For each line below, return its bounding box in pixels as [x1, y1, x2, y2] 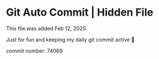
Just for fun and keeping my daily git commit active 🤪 [6, 36, 135, 43]
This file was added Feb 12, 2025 [6, 25, 86, 32]
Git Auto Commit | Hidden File [6, 6, 154, 19]
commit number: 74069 [6, 47, 63, 54]
